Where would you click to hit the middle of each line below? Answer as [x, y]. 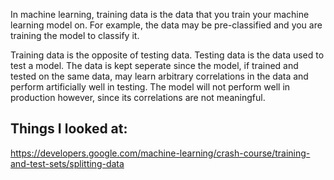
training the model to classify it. [75, 35]
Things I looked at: [69, 129]
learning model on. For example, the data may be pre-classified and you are [166, 25]
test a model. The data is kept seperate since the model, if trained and [154, 65]
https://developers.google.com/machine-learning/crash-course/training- [160, 153]
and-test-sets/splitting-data [67, 163]
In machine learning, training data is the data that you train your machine [160, 14]
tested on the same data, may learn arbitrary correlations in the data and [159, 76]
